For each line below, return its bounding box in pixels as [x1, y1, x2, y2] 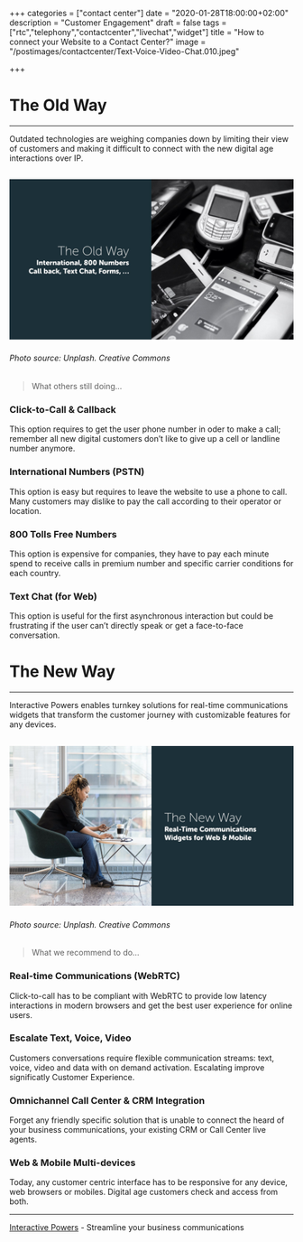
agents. [9, 1134, 38, 1145]
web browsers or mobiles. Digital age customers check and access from [9, 1187, 279, 1198]
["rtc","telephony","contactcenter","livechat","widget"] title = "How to [9, 27, 264, 37]
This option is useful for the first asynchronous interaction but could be [9, 611, 274, 621]
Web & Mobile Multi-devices [9, 1156, 136, 1169]
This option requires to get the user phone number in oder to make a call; [9, 424, 281, 434]
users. [9, 1009, 33, 1020]
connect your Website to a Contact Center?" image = [9, 36, 207, 47]
